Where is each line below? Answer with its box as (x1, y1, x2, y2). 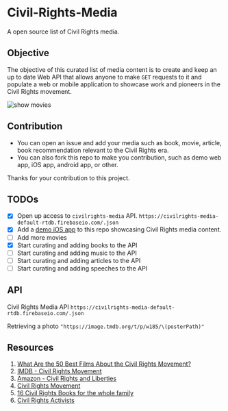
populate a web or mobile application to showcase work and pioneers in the (7, 80, 221, 88)
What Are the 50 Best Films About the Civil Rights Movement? (16, 360, 192, 368)
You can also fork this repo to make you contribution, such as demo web (16, 153, 222, 162)
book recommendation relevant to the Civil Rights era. (16, 146, 169, 154)
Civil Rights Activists (16, 396, 75, 405)
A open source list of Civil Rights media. (7, 27, 120, 36)
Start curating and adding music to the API (16, 249, 137, 257)
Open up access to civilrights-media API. (16, 212, 138, 220)
